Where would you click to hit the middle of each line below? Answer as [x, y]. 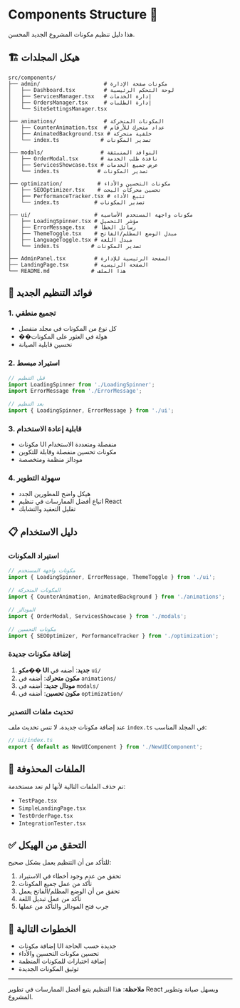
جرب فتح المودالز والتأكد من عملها [63, 906]
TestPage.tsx [38, 801]
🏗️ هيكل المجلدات [44, 57]
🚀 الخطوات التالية [42, 929]
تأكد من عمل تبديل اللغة [49, 899]
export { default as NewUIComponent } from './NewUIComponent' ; [105, 747]
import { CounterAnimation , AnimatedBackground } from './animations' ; [116, 597]
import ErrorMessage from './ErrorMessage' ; [75, 391]
